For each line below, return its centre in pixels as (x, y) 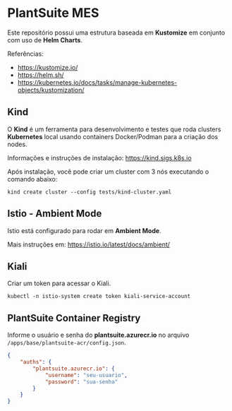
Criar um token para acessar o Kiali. (59, 283)
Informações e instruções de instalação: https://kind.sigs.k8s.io (99, 157)
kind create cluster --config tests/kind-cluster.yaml (90, 192)
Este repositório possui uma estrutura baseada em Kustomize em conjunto (116, 32)
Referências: (26, 54)
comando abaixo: (32, 179)
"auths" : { (36, 362)
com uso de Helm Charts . (45, 40)
